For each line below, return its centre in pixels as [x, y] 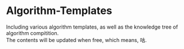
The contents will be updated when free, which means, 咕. [76, 40]
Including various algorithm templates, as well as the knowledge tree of [92, 27]
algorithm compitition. [33, 33]
